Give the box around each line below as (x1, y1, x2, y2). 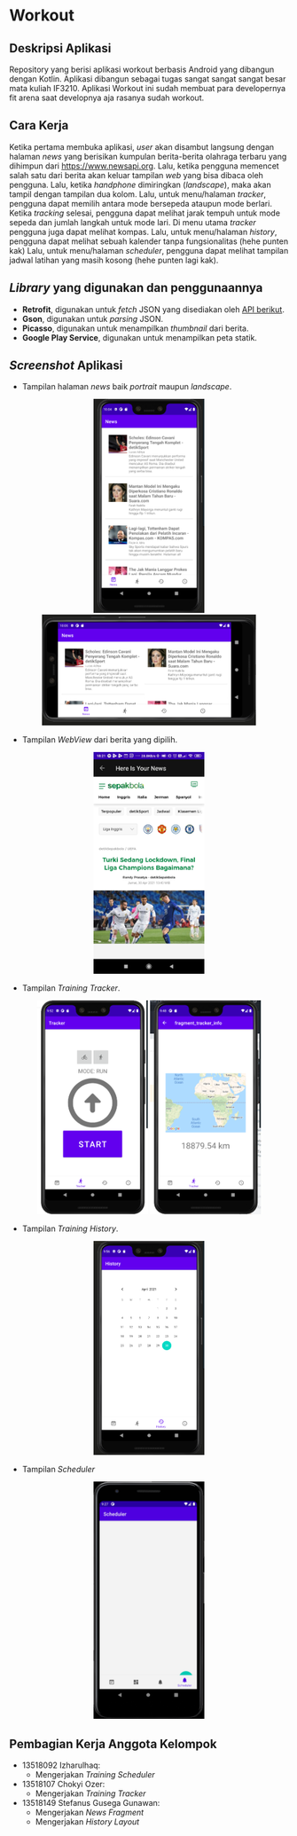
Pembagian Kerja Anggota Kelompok (9, 1736, 217, 1752)
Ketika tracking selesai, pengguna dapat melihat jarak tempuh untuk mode (9, 208, 281, 218)
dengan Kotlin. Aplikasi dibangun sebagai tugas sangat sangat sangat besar (9, 74, 286, 84)
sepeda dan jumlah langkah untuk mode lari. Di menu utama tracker (9, 216, 257, 227)
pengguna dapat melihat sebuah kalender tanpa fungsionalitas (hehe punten (9, 236, 289, 247)
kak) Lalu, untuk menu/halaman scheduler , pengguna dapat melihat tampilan (9, 245, 289, 255)
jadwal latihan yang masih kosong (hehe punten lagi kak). (9, 255, 219, 265)
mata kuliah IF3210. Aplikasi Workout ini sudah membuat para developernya (9, 83, 286, 93)
